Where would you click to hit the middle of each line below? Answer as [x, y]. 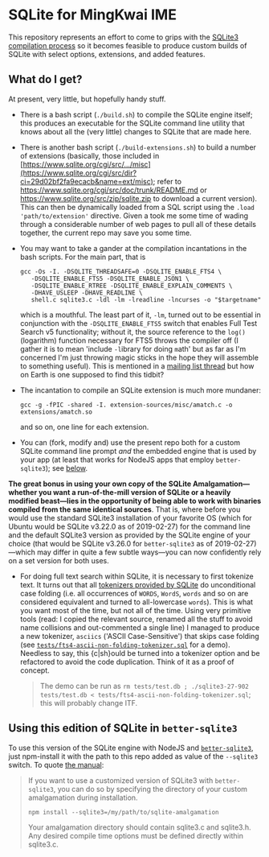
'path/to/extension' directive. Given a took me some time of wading [134, 216]
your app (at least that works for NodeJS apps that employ [117, 459]
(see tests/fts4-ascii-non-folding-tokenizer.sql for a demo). [125, 645]
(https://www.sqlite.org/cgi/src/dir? [78, 173]
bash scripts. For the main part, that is [83, 257]
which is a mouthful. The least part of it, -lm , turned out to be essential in [140, 315]
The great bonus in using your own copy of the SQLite [100, 484]
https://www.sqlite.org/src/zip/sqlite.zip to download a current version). [139, 198]
